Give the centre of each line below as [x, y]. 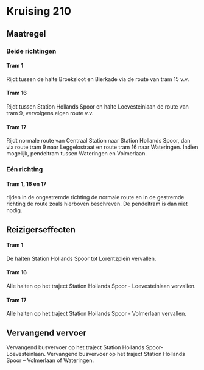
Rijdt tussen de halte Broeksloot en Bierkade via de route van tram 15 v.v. [98, 79]
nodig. [14, 210]
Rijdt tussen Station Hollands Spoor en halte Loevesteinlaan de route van [97, 106]
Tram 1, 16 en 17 [26, 183]
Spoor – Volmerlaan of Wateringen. [50, 360]
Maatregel [26, 34]
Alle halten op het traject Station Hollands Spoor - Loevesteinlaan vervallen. [101, 286]
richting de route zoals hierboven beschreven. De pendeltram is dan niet [97, 204]
